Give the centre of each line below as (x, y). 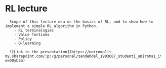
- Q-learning (27, 43)
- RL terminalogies (34, 30)
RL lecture (26, 9)
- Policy (23, 39)
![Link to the (24, 52)
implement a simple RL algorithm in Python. (52, 26)
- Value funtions (32, 34)
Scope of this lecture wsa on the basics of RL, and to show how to (82, 22)
